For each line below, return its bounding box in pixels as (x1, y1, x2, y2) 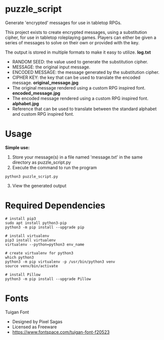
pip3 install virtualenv (5, 238, 56, 243)
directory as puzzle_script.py (12, 159, 71, 165)
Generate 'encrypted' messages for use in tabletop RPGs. (5, 20, 122, 26)
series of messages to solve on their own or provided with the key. (5, 39, 140, 45)
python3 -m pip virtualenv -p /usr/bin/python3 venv (5, 259, 115, 264)
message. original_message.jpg (12, 80, 79, 86)
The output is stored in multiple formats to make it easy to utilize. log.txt (5, 49, 151, 55)
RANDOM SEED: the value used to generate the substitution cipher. (12, 59, 148, 64)
